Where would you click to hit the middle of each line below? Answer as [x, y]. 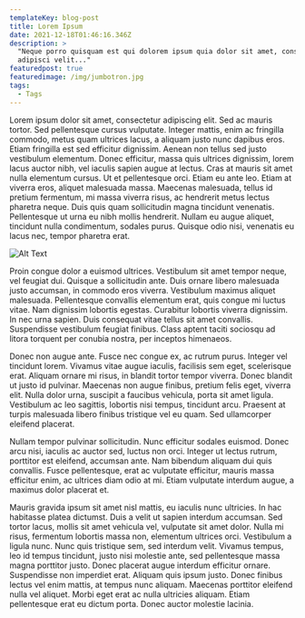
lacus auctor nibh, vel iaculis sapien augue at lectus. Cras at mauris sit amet [151, 168]
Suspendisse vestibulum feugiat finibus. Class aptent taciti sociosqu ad [143, 329]
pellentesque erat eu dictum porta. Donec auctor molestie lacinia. [132, 603]
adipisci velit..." [54, 60]
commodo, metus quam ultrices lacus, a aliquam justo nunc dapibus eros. [147, 139]
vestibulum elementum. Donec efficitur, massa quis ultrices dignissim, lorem [152, 158]
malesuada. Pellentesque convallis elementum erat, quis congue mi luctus [148, 300]
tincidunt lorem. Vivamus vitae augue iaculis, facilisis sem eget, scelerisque [151, 365]
